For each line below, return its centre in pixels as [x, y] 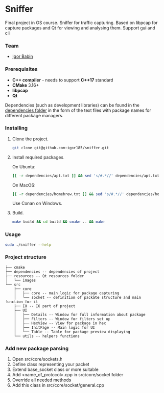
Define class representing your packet [51, 365]
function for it [22, 302]
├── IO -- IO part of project [45, 306]
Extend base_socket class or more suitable [55, 369]
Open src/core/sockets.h [37, 359]
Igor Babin [23, 56]
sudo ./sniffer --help [28, 245]
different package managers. [34, 115]
